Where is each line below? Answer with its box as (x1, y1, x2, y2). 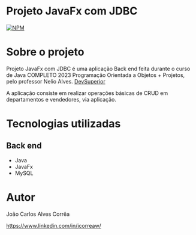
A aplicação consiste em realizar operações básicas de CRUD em (6, 89, 168, 97)
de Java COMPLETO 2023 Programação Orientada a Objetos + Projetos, (6, 71, 185, 79)
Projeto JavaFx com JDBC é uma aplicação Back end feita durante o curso (6, 65, 191, 72)
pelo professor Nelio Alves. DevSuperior (6, 78, 106, 85)
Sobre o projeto (6, 45, 85, 59)
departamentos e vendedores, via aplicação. (6, 96, 117, 103)
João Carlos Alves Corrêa (6, 210, 70, 218)
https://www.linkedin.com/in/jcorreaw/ (6, 222, 102, 229)
